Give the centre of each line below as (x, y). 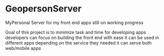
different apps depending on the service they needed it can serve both (78, 42)
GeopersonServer (44, 9)
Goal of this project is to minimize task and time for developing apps (76, 32)
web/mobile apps (23, 48)
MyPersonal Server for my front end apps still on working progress (74, 22)
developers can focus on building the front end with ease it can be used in (82, 37)
